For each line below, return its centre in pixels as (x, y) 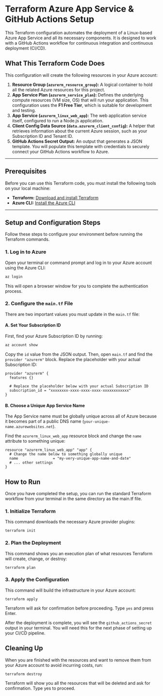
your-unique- (97, 422)
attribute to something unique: (35, 441)
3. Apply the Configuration (37, 580)
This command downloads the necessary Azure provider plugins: (70, 522)
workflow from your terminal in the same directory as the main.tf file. (73, 498)
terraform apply (21, 599)
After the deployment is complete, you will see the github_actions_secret (78, 623)
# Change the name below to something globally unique (66, 454)
